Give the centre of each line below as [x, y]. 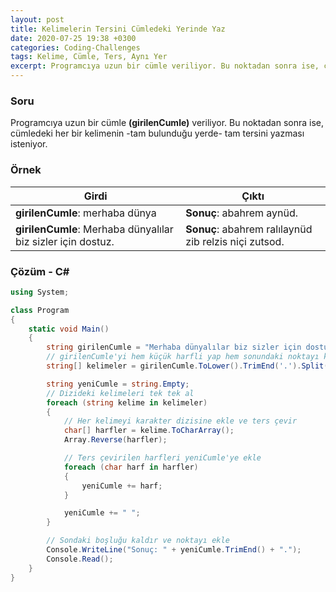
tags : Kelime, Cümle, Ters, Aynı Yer [89, 57]
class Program [40, 310]
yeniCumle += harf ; [122, 486]
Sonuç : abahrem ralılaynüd [249, 229]
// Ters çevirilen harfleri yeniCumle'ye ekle [162, 458]
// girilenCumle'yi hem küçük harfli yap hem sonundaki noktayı [183, 357]
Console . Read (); [80, 559]
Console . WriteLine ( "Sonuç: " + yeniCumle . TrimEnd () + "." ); [174, 550]
